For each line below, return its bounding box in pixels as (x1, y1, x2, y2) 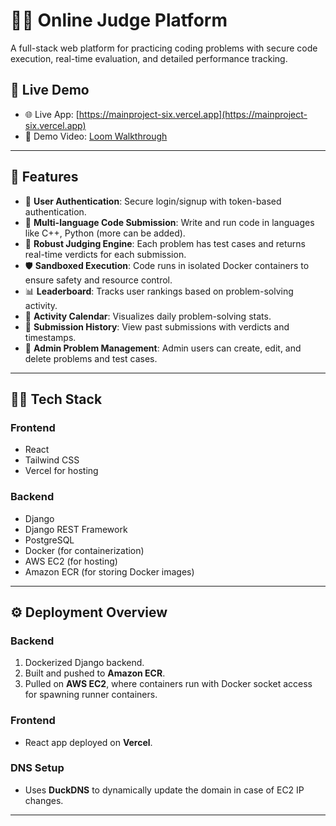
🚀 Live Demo (10, 82, 90, 99)
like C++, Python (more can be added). (24, 227, 186, 239)
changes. (24, 794, 64, 806)
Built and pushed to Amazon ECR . (24, 667, 166, 679)
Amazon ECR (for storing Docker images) (24, 565, 195, 578)
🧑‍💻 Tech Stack (10, 390, 103, 408)
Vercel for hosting (24, 465, 99, 477)
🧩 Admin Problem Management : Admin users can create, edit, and (24, 342, 302, 354)
